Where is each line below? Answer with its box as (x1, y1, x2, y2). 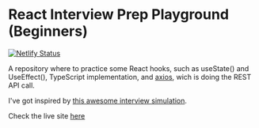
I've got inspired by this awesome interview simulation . (8, 96, 188, 105)
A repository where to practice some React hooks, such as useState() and (8, 63, 249, 73)
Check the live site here (8, 111, 86, 120)
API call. (8, 81, 36, 90)
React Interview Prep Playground (8, 6, 230, 24)
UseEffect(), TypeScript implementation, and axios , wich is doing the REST (8, 72, 252, 81)
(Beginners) (8, 22, 89, 40)
